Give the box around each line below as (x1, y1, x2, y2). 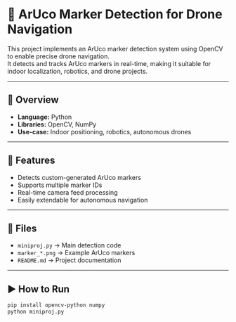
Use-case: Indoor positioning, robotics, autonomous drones (17, 127, 192, 136)
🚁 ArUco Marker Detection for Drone (7, 6, 223, 22)
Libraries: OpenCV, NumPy (17, 120, 97, 129)
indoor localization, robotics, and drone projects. (7, 67, 148, 75)
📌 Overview (7, 94, 59, 106)
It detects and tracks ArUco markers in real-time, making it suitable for (7, 59, 211, 67)
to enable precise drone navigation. (7, 52, 110, 60)
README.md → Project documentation (17, 256, 122, 264)
